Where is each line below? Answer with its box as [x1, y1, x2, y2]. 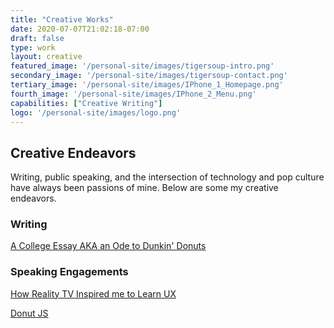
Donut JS [10, 307, 49, 319]
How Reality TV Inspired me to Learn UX [10, 287, 177, 300]
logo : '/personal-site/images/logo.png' [10, 107, 182, 118]
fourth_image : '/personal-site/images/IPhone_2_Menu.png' [10, 89, 257, 99]
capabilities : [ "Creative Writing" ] [10, 98, 163, 108]
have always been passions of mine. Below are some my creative [10, 182, 279, 194]
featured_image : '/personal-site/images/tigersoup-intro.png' [10, 61, 275, 71]
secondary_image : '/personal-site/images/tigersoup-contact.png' [10, 71, 288, 81]
